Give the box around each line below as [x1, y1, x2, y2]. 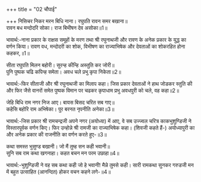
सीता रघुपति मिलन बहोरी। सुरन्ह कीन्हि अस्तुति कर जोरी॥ [6, 61, 115, 69]
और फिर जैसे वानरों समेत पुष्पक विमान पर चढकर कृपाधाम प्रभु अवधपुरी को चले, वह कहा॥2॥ [6, 87, 179, 94]
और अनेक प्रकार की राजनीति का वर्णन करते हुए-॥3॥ [6, 131, 107, 138]
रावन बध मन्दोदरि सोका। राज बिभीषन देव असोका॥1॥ [6, 24, 108, 31]
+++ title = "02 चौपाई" [6, 6, 57, 13]
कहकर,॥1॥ [6, 50, 30, 57]
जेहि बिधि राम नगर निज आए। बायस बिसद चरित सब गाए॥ [6, 99, 115, 106]
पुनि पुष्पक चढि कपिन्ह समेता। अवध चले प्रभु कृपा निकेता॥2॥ [6, 69, 121, 75]
